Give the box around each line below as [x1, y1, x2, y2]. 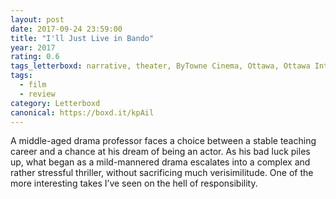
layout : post [10, 14, 65, 25]
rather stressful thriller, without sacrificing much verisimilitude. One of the [10, 167, 314, 179]
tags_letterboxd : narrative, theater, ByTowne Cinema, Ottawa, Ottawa [10, 61, 311, 71]
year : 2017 [10, 42, 56, 53]
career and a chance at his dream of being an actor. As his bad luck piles [10, 146, 311, 158]
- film [19, 80, 47, 90]
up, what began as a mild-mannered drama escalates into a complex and [10, 156, 311, 168]
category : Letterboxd [10, 98, 101, 108]
